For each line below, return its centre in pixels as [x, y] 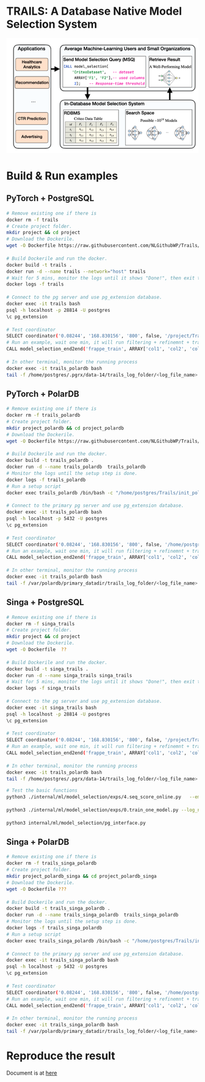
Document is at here [32, 1073]
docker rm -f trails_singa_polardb [52, 863]
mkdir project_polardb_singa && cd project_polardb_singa [81, 876]
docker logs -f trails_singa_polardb [54, 928]
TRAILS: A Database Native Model [94, 11]
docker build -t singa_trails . [47, 669]
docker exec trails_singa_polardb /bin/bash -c [68, 941]
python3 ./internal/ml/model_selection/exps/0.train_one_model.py [92, 810]
